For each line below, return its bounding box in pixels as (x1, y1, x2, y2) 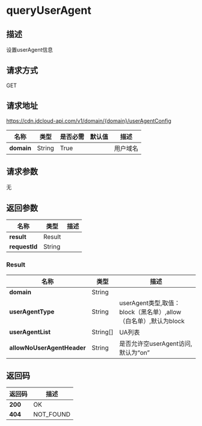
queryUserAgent (6, 4, 91, 17)
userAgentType (9, 307, 55, 316)
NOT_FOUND (33, 410, 71, 419)
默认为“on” (119, 348, 150, 357)
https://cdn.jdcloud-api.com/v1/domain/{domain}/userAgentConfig (6, 117, 171, 124)
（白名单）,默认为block (119, 316, 185, 325)
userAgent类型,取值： (119, 298, 180, 307)
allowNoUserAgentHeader (9, 344, 86, 352)
